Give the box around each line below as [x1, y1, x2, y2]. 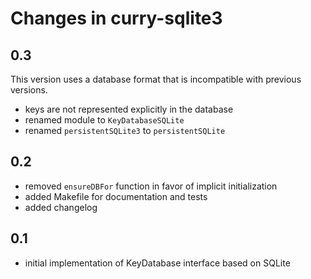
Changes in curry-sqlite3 [10, 7, 223, 30]
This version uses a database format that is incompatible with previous [10, 73, 302, 85]
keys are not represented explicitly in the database [24, 103, 234, 115]
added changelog [24, 201, 98, 213]
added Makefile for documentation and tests [24, 190, 208, 202]
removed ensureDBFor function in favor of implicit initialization [24, 180, 278, 192]
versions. [10, 84, 48, 96]
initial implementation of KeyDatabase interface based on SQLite [24, 257, 291, 269]
